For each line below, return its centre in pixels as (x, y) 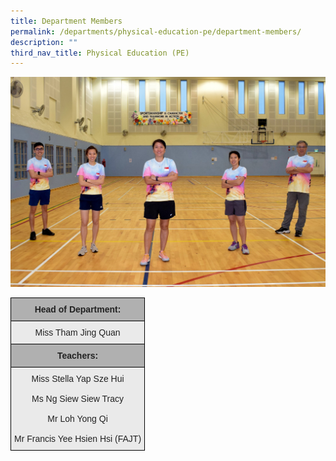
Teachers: (77, 356)
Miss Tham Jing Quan (77, 333)
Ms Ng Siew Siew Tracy (78, 399)
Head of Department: (78, 309)
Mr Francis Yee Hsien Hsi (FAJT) (78, 439)
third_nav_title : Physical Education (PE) (100, 53)
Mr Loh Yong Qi (77, 419)
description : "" (44, 42)
